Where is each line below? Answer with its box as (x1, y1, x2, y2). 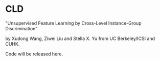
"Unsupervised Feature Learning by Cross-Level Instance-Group (5, 20, 142, 26)
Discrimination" (5, 25, 38, 31)
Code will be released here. (5, 51, 63, 57)
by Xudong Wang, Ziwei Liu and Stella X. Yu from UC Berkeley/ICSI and (5, 35, 155, 42)
